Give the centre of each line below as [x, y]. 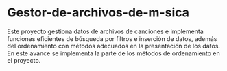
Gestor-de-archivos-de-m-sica [98, 13]
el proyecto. [24, 60]
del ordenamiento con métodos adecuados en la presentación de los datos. [114, 46]
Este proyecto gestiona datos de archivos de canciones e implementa [105, 31]
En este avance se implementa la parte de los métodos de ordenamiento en [114, 53]
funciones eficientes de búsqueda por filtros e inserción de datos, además [112, 38]
